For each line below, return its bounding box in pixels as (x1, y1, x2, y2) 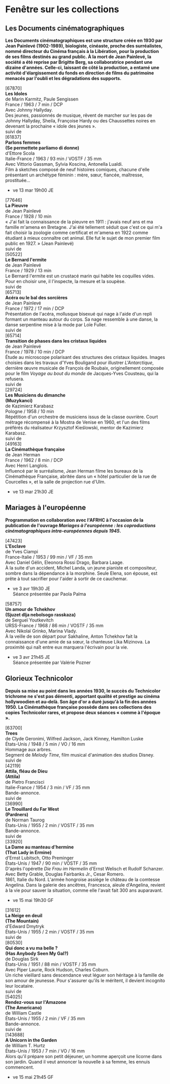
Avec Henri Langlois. (5, 462, 49, 469)
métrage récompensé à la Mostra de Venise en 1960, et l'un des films (5, 419, 150, 425)
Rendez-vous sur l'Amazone (5, 999, 66, 1005)
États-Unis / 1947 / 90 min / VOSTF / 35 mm (5, 860, 97, 866)
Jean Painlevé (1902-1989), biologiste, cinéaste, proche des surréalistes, (5, 43, 163, 49)
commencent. (5, 1064, 35, 1070)
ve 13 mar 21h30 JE (12, 488, 54, 495)
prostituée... (5, 177, 30, 183)
